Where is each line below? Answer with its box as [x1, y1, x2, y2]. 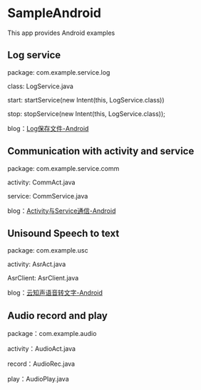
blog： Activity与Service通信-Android [7, 206, 116, 215]
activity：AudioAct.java [7, 344, 76, 353]
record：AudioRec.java [7, 359, 76, 368]
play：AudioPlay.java [7, 375, 69, 384]
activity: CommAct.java [7, 178, 76, 186]
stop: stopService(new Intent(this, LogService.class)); [7, 109, 165, 118]
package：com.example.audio [7, 330, 97, 338]
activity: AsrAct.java [7, 260, 66, 268]
